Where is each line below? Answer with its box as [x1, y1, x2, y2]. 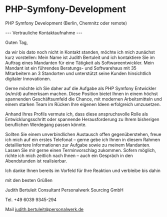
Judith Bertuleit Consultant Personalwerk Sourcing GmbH [5, 186, 124, 193]
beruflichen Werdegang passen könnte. [5, 121, 86, 127]
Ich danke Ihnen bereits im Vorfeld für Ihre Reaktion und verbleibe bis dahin [5, 167, 161, 173]
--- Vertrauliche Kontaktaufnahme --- [5, 29, 82, 35]
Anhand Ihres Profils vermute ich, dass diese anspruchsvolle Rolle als [5, 111, 148, 117]
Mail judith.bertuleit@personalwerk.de [5, 206, 84, 212]
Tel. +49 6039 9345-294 [5, 196, 57, 202]
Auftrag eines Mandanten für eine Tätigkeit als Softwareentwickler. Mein [5, 59, 154, 65]
